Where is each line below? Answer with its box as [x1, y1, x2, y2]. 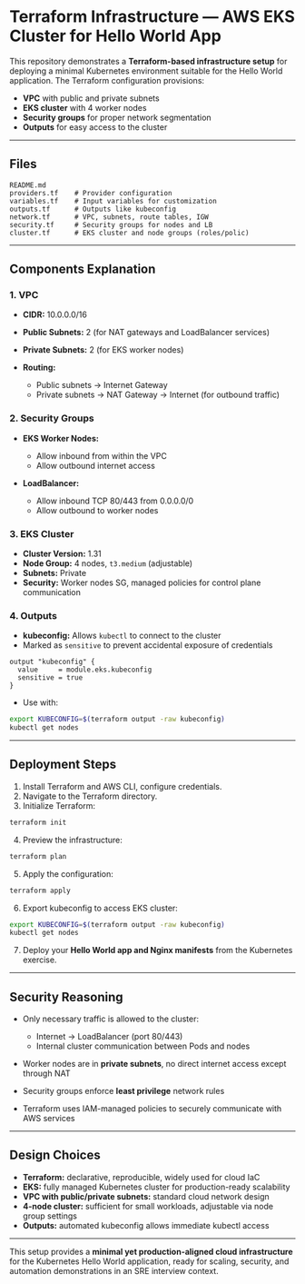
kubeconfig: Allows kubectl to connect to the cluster [22, 630, 221, 642]
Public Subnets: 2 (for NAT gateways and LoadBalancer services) [22, 327, 271, 338]
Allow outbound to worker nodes [35, 504, 159, 515]
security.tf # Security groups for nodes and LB [9, 220, 213, 229]
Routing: [22, 362, 56, 373]
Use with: [22, 697, 59, 708]
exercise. [22, 954, 57, 965]
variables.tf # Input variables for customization [9, 196, 218, 205]
